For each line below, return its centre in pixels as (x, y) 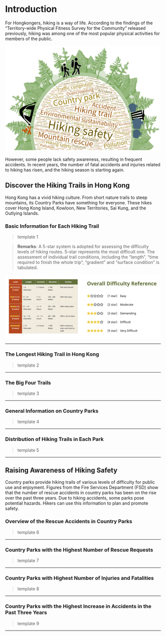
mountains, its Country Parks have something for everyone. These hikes (79, 202)
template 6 (28, 532)
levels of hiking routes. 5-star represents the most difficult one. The (86, 252)
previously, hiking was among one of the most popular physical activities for (83, 33)
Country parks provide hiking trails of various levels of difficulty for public (80, 482)
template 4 (28, 422)
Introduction (31, 9)
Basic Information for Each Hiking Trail (52, 226)
